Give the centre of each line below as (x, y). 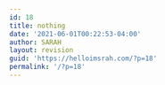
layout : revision (41, 50)
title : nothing (37, 26)
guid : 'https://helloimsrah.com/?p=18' (83, 58)
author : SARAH (36, 42)
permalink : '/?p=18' (48, 67)
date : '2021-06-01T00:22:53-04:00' (75, 34)
